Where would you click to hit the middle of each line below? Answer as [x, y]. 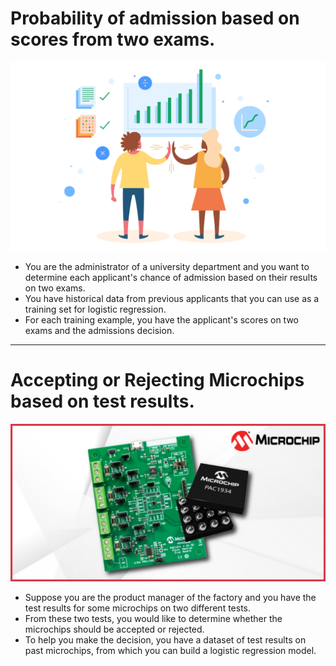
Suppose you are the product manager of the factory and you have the [170, 597]
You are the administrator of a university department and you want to [167, 266]
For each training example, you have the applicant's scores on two [162, 319]
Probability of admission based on [155, 18]
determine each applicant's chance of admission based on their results [171, 277]
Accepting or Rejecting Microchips [157, 379]
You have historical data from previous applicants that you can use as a [172, 298]
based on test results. [102, 401]
